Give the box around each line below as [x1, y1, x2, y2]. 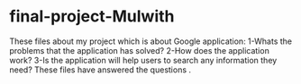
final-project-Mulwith [9, 6, 175, 27]
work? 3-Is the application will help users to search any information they [9, 55, 278, 65]
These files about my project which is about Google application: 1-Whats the [9, 36, 293, 46]
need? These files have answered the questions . [9, 64, 192, 75]
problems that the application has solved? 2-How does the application [9, 45, 270, 55]
